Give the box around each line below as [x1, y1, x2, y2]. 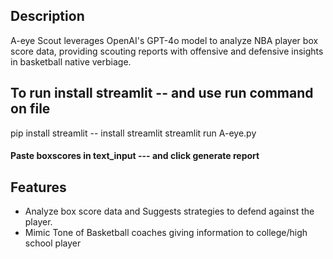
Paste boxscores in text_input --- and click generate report [10, 150, 260, 162]
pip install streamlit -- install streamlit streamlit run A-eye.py [10, 127, 257, 139]
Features [10, 179, 67, 196]
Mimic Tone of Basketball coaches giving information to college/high [24, 227, 308, 239]
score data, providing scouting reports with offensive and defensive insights [10, 45, 324, 57]
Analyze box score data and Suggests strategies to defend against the [24, 205, 315, 218]
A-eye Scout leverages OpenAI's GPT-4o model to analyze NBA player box [10, 34, 319, 46]
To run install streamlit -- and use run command [10, 85, 314, 102]
